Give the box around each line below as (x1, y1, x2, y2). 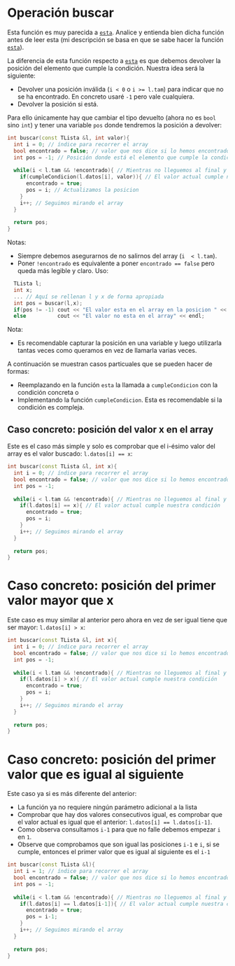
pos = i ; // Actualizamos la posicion (25, 186, 139, 193)
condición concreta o (17, 388, 79, 397)
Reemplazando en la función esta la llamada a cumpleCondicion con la (17, 381, 218, 389)
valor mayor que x (7, 593, 114, 608)
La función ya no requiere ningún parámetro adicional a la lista (17, 803, 198, 811)
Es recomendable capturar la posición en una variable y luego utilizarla (17, 339, 222, 347)
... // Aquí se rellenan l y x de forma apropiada (13, 293, 164, 300)
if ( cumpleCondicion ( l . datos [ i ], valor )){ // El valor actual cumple (20, 174, 224, 181)
